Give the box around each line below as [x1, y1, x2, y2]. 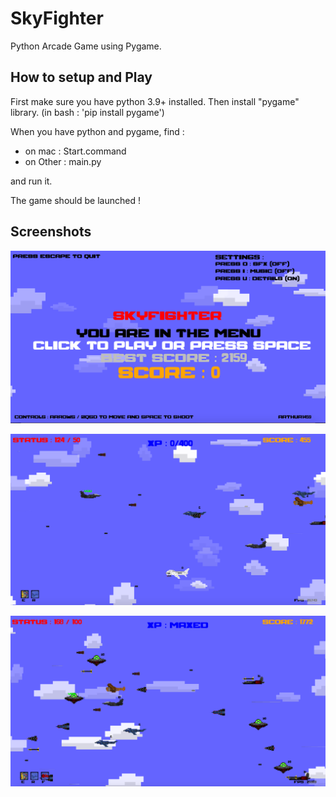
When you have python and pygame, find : [10, 125, 185, 137]
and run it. [10, 175, 53, 187]
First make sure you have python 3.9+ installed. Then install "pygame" [10, 95, 300, 107]
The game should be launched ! [10, 194, 141, 206]
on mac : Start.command [24, 145, 127, 157]
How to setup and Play [10, 69, 153, 86]
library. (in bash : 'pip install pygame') [10, 106, 165, 118]
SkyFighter [10, 7, 104, 30]
